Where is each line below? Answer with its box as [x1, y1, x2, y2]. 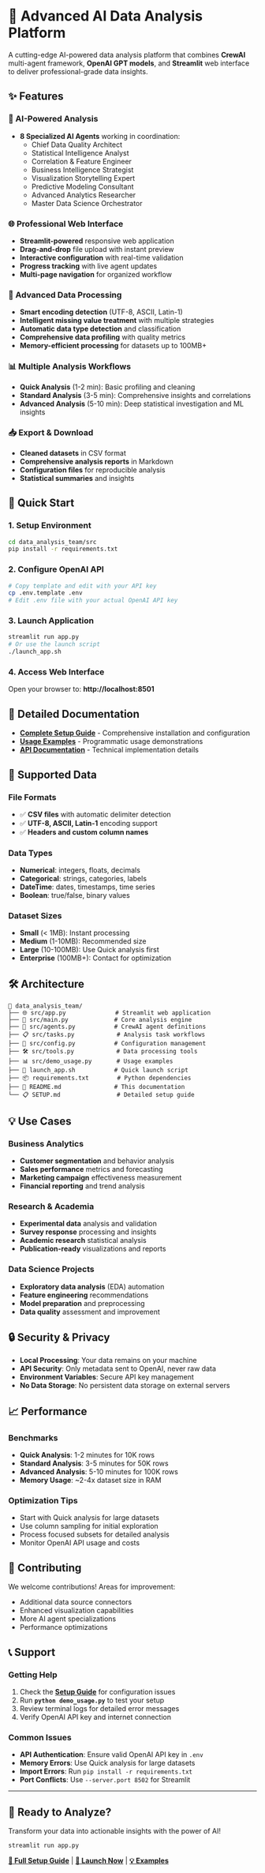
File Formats [8, 791, 57, 802]
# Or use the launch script [8, 640, 101, 648]
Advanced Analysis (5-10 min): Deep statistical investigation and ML [19, 399, 244, 408]
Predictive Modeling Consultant [31, 182, 134, 191]
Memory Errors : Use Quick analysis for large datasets [19, 1759, 196, 1768]
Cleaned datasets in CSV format [19, 448, 126, 457]
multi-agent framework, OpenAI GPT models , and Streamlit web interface [8, 58, 250, 68]
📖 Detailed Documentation [8, 707, 140, 721]
